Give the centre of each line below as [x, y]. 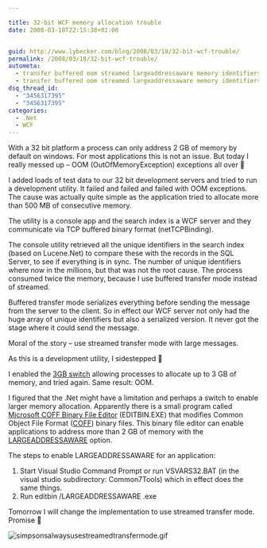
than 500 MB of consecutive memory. [70, 206]
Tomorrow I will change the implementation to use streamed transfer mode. [132, 512]
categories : [28, 111]
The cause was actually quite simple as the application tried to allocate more [133, 197]
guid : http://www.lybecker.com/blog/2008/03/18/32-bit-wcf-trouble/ [124, 51]
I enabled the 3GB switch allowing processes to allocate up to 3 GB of [122, 374]
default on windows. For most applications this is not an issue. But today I [128, 157]
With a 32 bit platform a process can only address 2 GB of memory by [123, 148]
